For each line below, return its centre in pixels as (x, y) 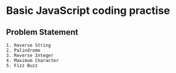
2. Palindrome (23, 50)
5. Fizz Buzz (22, 65)
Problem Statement (42, 32)
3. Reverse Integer (30, 56)
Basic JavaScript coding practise (88, 11)
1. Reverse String (28, 45)
